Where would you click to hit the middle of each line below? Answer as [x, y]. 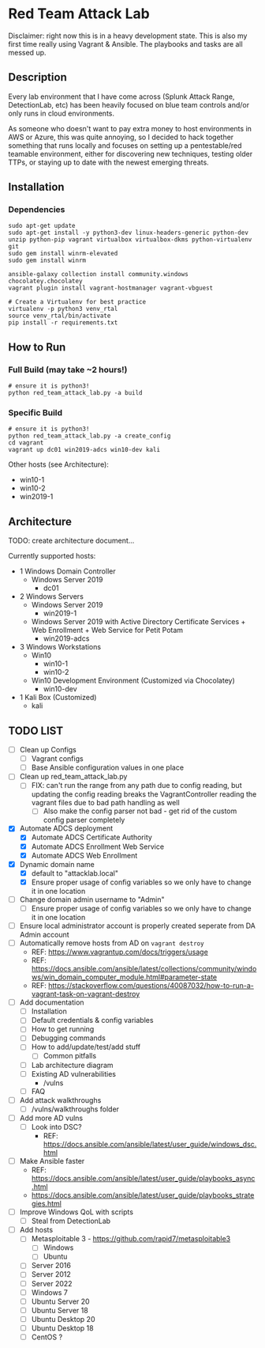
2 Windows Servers [52, 596]
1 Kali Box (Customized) [58, 698]
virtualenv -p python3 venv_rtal [63, 309]
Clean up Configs [48, 750]
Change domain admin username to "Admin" [92, 899]
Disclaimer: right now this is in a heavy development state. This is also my [128, 36]
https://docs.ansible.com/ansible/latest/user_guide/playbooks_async [143, 1179]
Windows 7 [50, 1292]
